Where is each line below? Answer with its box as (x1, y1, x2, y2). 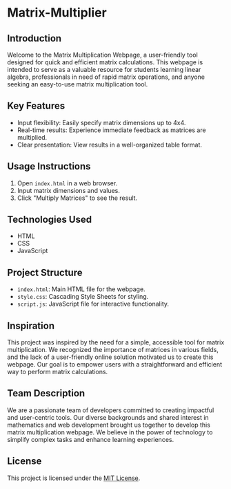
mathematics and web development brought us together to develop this (7, 421, 210, 429)
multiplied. (17, 133, 48, 141)
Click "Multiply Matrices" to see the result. (17, 194, 138, 202)
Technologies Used (7, 214, 92, 225)
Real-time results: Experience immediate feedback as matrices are (17, 126, 206, 134)
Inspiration (7, 320, 55, 331)
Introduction (7, 33, 62, 44)
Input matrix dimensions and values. (17, 186, 121, 194)
